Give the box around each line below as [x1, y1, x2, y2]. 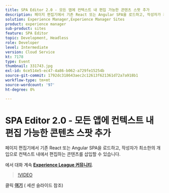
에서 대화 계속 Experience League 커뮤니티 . [5, 162, 93, 168]
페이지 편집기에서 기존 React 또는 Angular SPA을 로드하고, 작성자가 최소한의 [5, 145, 155, 151]
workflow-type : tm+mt [5, 78, 51, 83]
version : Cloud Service [5, 49, 55, 54]
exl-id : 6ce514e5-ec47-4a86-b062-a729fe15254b [5, 69, 105, 74]
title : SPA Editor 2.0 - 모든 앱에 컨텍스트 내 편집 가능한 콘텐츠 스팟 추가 [5, 7, 150, 13]
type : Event [5, 59, 30, 64]
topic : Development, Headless [5, 36, 69, 41]
